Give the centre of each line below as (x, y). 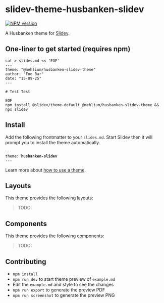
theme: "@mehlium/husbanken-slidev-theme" (50, 69)
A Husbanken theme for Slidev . (37, 33)
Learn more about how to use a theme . (45, 170)
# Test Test (18, 92)
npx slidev (17, 109)
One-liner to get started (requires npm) (68, 49)
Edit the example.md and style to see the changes (63, 285)
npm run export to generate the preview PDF (59, 290)
